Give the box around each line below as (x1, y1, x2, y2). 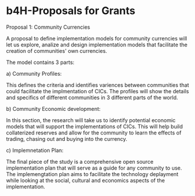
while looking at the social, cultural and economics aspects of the (6, 177, 165, 184)
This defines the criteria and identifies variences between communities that (6, 81, 190, 89)
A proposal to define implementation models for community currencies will (6, 35, 187, 42)
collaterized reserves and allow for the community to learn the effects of (6, 129, 181, 136)
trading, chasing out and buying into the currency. (6, 135, 128, 142)
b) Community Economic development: (6, 105, 101, 112)
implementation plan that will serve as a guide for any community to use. (6, 164, 183, 171)
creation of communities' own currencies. (6, 47, 107, 54)
